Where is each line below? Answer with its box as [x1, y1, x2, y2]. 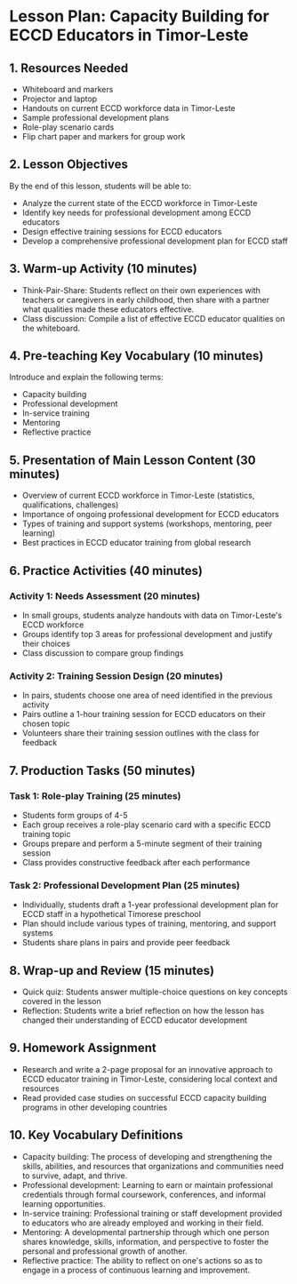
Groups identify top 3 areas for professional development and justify [21, 628, 273, 639]
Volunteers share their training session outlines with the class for [21, 728, 260, 738]
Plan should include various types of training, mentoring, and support [21, 918, 277, 929]
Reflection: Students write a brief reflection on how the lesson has [21, 1006, 265, 1017]
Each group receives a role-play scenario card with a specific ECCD [21, 819, 271, 830]
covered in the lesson [21, 996, 101, 1007]
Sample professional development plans [21, 113, 170, 123]
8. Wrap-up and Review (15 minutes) [9, 962, 215, 978]
